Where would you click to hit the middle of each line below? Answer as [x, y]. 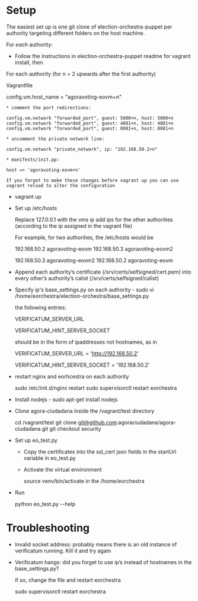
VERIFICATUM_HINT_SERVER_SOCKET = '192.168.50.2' [82, 365]
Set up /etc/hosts [36, 208]
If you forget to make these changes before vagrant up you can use [92, 180]
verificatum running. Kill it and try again [63, 551]
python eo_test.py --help [45, 504]
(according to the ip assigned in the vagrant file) [73, 225]
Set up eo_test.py [36, 440]
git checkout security [75, 428]
